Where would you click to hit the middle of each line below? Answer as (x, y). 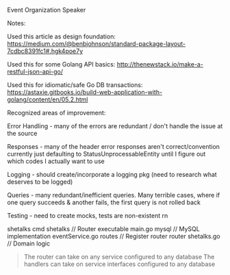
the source (22, 133)
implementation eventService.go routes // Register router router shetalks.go (114, 236)
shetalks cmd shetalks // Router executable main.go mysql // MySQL (103, 229)
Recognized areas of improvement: (56, 113)
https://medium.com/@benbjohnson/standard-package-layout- (97, 44)
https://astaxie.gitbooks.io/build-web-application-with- (85, 92)
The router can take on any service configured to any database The (119, 257)
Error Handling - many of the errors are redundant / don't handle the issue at (115, 126)
